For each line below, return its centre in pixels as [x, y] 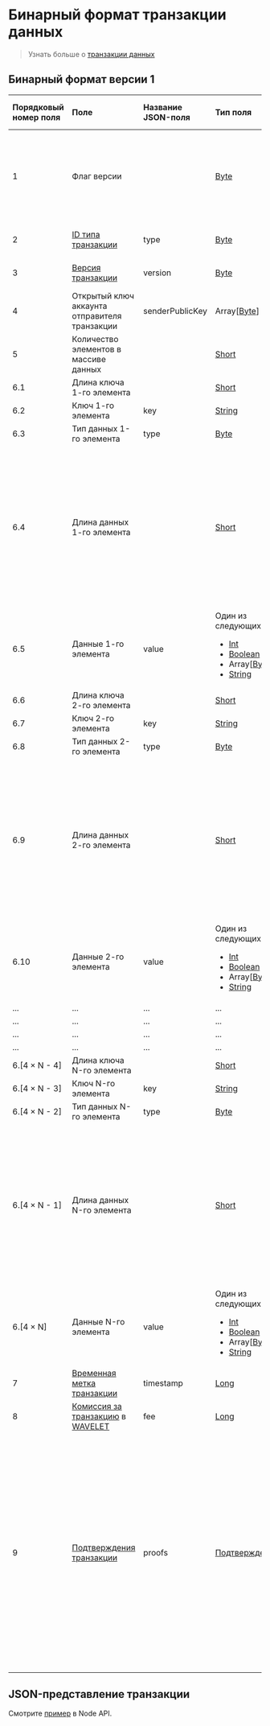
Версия [86, 267]
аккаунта [90, 306]
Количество [95, 339]
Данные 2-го [98, 957]
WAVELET [91, 1426]
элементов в [97, 349]
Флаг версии [97, 176]
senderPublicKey [175, 311]
